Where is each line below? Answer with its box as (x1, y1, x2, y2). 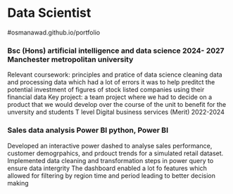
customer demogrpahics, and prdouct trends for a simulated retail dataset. (7, 149, 224, 157)
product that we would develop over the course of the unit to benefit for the (7, 101, 227, 109)
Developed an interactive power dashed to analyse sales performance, (7, 141, 213, 150)
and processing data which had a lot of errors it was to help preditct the (7, 78, 215, 86)
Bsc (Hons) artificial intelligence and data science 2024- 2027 (7, 46, 225, 56)
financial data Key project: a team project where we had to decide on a (7, 93, 213, 101)
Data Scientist (7, 5, 92, 21)
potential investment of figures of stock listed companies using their (7, 86, 205, 94)
